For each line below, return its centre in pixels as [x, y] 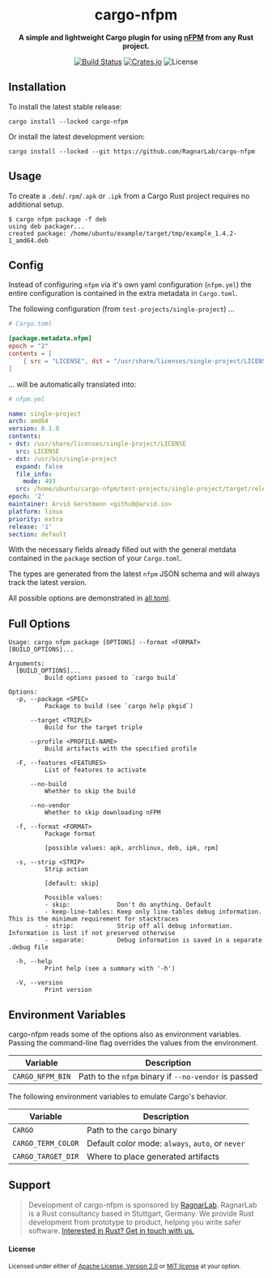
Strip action [66, 870]
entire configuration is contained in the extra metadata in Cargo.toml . [123, 293]
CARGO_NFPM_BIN [42, 1077]
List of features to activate [96, 770]
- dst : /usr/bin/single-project [63, 459]
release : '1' [30, 527]
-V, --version [39, 983]
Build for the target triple [93, 728]
